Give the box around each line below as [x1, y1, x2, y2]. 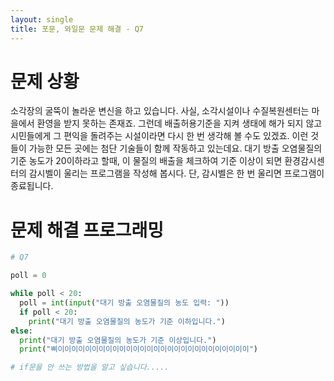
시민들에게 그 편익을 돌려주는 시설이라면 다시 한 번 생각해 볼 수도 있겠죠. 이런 [10, 130, 309, 142]
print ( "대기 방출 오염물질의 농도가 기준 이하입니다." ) [28, 316, 226, 326]
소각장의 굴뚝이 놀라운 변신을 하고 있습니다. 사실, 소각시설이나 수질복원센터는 [10, 105, 310, 117]
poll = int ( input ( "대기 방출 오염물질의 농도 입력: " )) [19, 298, 230, 308]
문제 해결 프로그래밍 [10, 219, 165, 241]
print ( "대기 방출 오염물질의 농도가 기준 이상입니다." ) [19, 335, 217, 345]
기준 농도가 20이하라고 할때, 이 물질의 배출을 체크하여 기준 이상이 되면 [10, 155, 283, 167]
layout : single [10, 14, 74, 25]
